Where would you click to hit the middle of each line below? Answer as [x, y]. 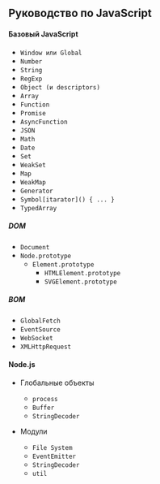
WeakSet [33, 165]
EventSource [40, 329]
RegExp [31, 79]
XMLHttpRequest [46, 347]
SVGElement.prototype [80, 282]
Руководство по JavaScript [80, 13]
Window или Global [51, 53]
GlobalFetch [40, 321]
